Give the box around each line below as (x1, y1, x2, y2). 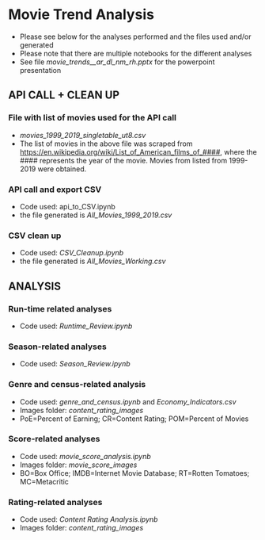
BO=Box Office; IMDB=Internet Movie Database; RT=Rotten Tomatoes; (19, 468, 250, 477)
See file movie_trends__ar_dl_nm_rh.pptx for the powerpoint (19, 57, 215, 67)
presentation (19, 65, 62, 75)
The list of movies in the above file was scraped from (19, 139, 193, 148)
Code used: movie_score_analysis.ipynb (19, 451, 152, 461)
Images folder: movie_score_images (19, 460, 138, 469)
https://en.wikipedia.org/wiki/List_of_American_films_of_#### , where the (19, 147, 257, 156)
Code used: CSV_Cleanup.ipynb (19, 248, 124, 258)
